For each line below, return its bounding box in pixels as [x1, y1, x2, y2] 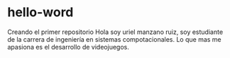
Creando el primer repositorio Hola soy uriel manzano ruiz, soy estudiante [7, 28, 224, 36]
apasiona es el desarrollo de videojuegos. [7, 42, 129, 51]
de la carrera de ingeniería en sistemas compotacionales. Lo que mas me [7, 35, 221, 43]
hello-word [7, 4, 74, 21]
